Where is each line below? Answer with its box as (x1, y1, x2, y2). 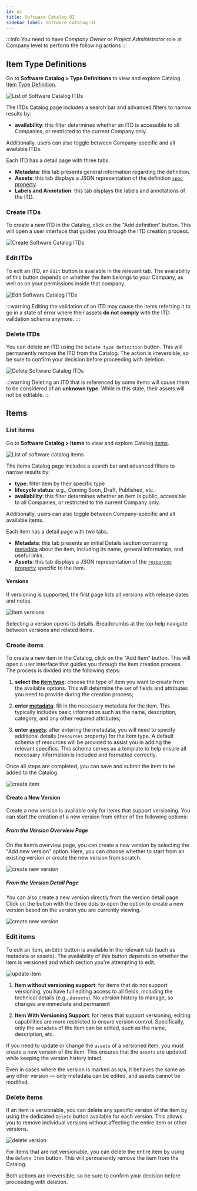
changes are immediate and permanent (14, 1000, 111, 1007)
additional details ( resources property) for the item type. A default (14, 732, 174, 740)
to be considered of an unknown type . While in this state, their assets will (6, 385, 185, 392)
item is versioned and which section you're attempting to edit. (6, 959, 156, 966)
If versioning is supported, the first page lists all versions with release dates (6, 591, 189, 598)
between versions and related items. (6, 626, 94, 633)
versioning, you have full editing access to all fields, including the (14, 988, 173, 995)
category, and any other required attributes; (14, 715, 121, 722)
